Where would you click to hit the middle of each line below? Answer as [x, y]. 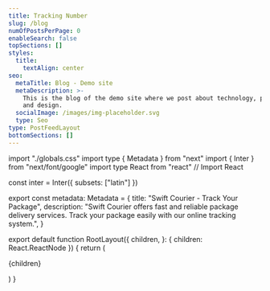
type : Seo [32, 121]
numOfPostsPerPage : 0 [45, 31]
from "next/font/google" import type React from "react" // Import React [126, 166]
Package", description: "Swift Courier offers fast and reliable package [123, 207]
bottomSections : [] [41, 135]
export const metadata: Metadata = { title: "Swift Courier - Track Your [123, 198]
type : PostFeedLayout [45, 128]
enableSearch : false [43, 38]
